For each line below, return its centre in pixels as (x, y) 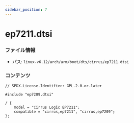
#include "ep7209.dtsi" (29, 95)
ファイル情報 (20, 50)
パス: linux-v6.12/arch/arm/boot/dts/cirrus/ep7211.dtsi (70, 62)
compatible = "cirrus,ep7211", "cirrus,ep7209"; (65, 112)
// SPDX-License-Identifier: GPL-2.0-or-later (54, 86)
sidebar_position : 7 (26, 10)
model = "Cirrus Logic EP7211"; (47, 108)
